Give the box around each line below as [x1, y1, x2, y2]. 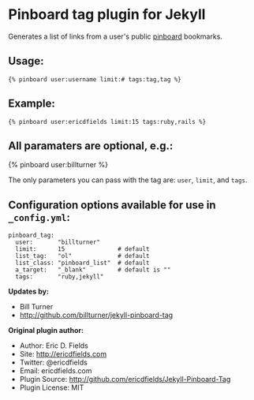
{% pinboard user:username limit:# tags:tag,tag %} [8, 75, 181, 84]
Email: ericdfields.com [19, 366, 92, 376]
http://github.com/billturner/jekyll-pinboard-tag [19, 310, 174, 320]
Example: [8, 97, 55, 110]
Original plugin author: [8, 326, 84, 335]
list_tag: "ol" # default [15, 252, 150, 260]
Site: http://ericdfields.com [19, 350, 107, 359]
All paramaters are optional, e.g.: [8, 139, 174, 152]
